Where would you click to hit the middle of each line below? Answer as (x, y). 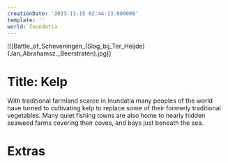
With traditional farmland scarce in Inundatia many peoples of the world (110, 101)
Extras (26, 151)
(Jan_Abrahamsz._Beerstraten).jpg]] (59, 53)
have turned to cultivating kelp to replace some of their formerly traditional (114, 108)
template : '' (26, 20)
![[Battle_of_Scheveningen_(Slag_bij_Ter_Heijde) (76, 46)
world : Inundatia (32, 26)
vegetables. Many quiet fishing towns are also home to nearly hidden (106, 116)
